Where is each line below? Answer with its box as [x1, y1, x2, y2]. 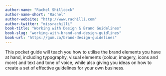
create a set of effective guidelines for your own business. [5, 64, 125, 70]
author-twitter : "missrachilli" [5, 21, 72, 26]
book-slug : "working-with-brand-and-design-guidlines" [5, 30, 122, 35]
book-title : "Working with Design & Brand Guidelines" [5, 26, 122, 31]
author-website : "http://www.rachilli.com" [5, 16, 97, 21]
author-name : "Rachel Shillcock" [5, 7, 75, 12]
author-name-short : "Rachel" [5, 12, 66, 17]
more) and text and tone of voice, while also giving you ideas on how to [5, 59, 152, 65]
